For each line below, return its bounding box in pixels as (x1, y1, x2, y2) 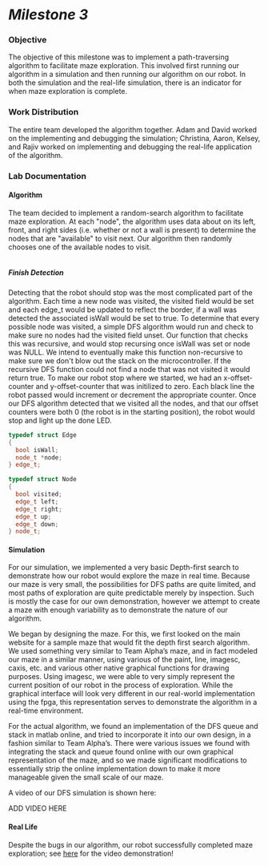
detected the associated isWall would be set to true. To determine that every (8, 313, 260, 322)
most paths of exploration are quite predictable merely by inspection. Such (8, 588, 254, 598)
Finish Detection (8, 267, 64, 277)
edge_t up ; (15, 512, 52, 520)
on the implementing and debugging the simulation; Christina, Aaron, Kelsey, (8, 133, 261, 143)
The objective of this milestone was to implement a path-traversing (8, 52, 230, 62)
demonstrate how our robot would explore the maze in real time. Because (8, 571, 250, 581)
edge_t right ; (15, 505, 62, 513)
